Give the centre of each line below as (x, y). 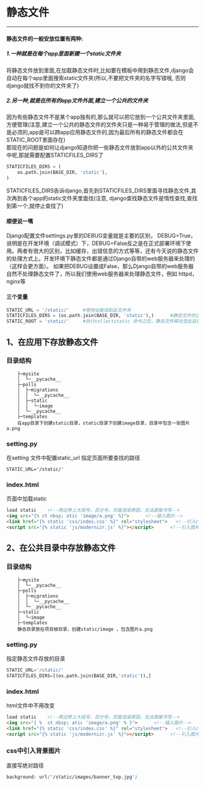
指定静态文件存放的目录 (36, 658)
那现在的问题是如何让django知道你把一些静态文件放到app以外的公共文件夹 (100, 148)
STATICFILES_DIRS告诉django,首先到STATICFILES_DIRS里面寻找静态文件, (99, 191)
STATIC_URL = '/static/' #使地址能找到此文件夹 (69, 310)
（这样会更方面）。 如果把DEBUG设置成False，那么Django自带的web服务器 (100, 266)
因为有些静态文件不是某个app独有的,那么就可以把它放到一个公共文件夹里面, (101, 117)
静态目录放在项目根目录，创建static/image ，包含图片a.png (85, 629)
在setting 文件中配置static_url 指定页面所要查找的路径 (73, 458)
